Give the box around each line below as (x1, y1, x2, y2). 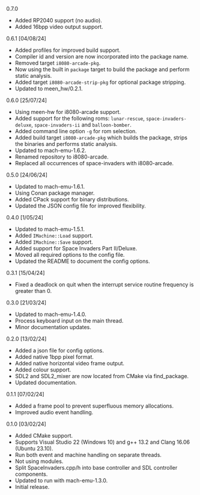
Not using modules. (14, 458, 64, 465)
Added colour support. (14, 366, 71, 373)
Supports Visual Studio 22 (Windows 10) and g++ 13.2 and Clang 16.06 (14, 438, 190, 446)
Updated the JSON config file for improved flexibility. (14, 202, 146, 209)
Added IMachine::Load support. (14, 232, 93, 239)
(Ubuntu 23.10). (14, 445, 53, 452)
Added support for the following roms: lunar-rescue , (14, 115, 145, 122)
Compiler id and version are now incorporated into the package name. (14, 53, 189, 60)
